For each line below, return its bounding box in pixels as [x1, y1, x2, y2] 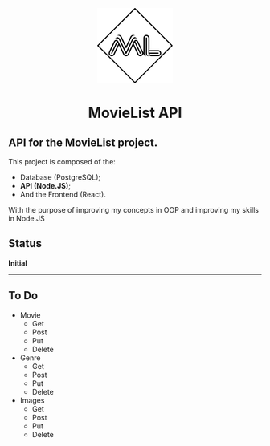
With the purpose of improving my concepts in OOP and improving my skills [8, 205, 260, 214]
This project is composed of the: [8, 157, 117, 166]
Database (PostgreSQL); [19, 172, 101, 182]
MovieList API [88, 104, 182, 122]
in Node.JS [8, 213, 46, 223]
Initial [8, 257, 28, 268]
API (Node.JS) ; [19, 181, 71, 190]
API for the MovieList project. [8, 136, 158, 149]
